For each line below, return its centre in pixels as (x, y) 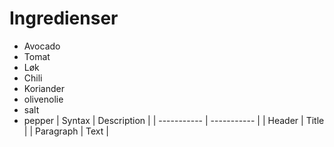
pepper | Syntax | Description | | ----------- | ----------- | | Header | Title (174, 120)
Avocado (42, 46)
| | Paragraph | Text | (66, 131)
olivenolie (43, 99)
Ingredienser (64, 18)
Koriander (44, 88)
